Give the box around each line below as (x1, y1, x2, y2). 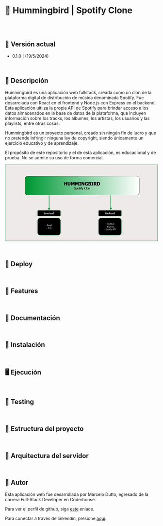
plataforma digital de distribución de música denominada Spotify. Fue (5, 95, 144, 101)
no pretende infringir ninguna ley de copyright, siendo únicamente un (5, 135, 144, 141)
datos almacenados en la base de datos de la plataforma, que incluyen (5, 110, 147, 116)
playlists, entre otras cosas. (5, 120, 60, 126)
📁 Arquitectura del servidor (5, 452, 89, 460)
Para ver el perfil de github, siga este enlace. (5, 506, 95, 512)
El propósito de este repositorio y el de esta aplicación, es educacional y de (5, 150, 156, 155)
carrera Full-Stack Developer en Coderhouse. (5, 496, 96, 502)
